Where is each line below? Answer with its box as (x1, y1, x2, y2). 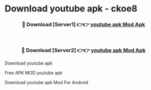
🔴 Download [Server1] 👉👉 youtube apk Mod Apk (21, 21, 145, 28)
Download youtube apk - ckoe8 (4, 3, 138, 14)
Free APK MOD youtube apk (4, 70, 63, 76)
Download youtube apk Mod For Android (4, 79, 88, 85)
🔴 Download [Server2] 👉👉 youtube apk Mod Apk (21, 47, 146, 54)
